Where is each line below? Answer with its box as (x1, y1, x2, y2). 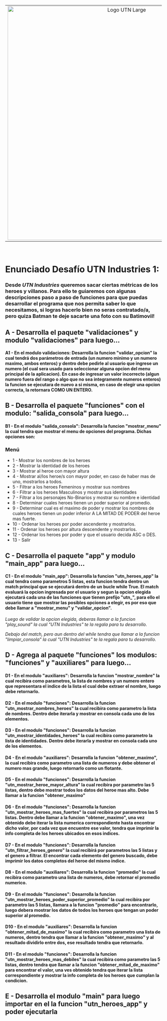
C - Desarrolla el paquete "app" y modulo (5, 551, 136, 560)
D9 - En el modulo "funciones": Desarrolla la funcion (5, 891, 116, 897)
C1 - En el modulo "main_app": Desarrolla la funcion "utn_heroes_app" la (5, 573, 159, 579)
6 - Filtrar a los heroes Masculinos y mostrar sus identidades (12, 489, 137, 496)
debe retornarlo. (5, 688, 40, 694)
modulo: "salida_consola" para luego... (5, 409, 129, 418)
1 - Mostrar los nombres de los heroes (12, 458, 90, 464)
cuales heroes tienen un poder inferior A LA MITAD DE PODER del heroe (12, 510, 161, 516)
